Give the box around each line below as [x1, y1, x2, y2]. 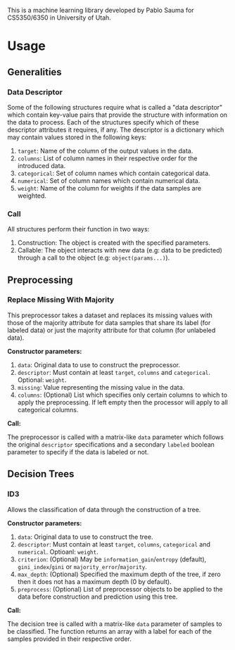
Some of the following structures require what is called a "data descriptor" [7, 103, 223, 111]
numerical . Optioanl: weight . [17, 547, 99, 556]
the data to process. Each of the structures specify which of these [7, 117, 199, 126]
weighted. [17, 191, 47, 200]
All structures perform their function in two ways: [7, 225, 150, 234]
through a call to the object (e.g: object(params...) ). [17, 253, 170, 262]
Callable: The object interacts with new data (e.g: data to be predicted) [17, 246, 223, 255]
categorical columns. [17, 405, 79, 414]
